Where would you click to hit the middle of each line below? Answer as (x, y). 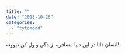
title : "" (18, 11)
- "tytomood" (27, 28)
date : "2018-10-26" (30, 17)
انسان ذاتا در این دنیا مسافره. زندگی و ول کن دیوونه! (63, 45)
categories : (20, 22)
